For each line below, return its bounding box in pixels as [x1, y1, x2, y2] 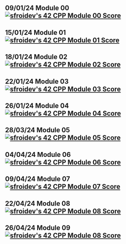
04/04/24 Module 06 [5, 150, 71, 159]
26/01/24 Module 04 [5, 101, 69, 110]
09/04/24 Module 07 [5, 175, 70, 183]
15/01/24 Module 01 [5, 28, 66, 36]
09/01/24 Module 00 [5, 4, 69, 12]
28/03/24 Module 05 [5, 126, 70, 134]
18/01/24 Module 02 [5, 53, 67, 61]
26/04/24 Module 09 [5, 223, 71, 232]
